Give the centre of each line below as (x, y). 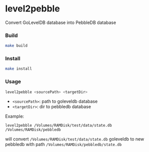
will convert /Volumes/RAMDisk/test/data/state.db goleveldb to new (75, 139)
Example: (15, 116)
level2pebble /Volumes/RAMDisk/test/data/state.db (59, 126)
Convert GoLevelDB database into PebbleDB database (61, 22)
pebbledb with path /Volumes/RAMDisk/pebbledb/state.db (63, 145)
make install (19, 69)
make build (16, 46)
